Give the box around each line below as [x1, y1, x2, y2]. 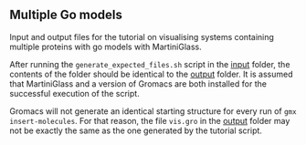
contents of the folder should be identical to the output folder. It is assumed [9, 68, 294, 79]
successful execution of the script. [9, 88, 140, 98]
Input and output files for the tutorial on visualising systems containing [9, 31, 274, 42]
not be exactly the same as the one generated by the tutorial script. [9, 125, 263, 136]
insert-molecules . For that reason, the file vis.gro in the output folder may [9, 115, 290, 126]
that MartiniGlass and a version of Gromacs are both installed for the [9, 78, 268, 89]
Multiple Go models [9, 7, 123, 23]
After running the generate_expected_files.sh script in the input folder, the [9, 58, 290, 69]
